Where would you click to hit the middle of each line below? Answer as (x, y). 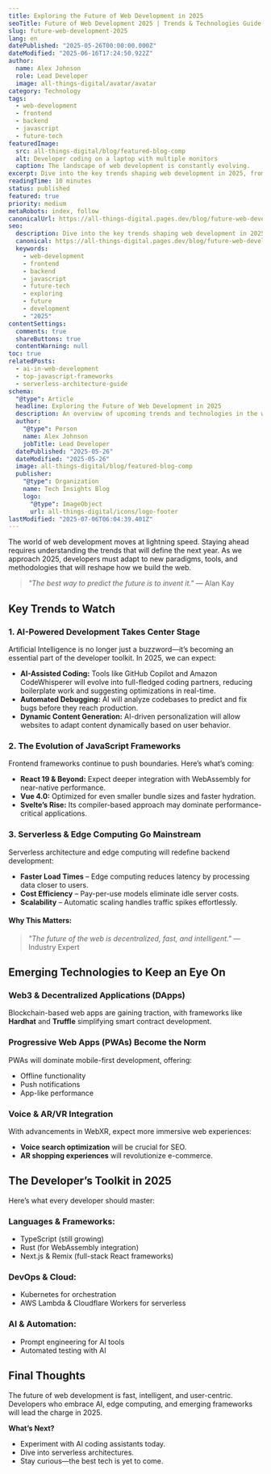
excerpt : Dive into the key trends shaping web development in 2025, (128, 174)
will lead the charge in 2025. (55, 1412)
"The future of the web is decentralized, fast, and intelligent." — (134, 939)
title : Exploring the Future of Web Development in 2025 (106, 16)
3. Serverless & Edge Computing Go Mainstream (105, 834)
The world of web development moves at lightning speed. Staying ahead (129, 542)
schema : (21, 391)
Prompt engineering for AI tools (72, 1342)
